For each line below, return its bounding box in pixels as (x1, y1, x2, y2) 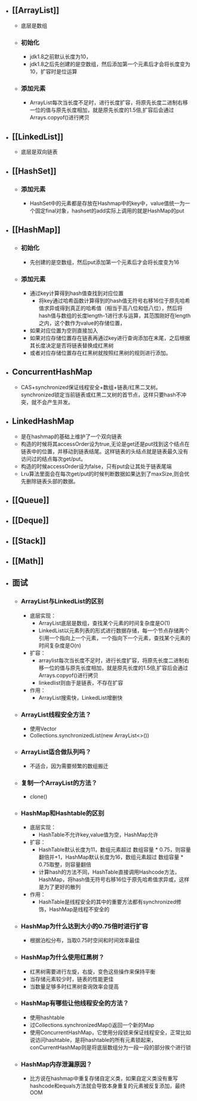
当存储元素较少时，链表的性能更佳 (29, 975, 114, 982)
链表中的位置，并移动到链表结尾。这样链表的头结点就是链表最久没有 (20, 448, 189, 455)
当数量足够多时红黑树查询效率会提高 (29, 983, 119, 990)
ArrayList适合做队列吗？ (20, 748, 91, 756)
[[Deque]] (11, 515, 49, 525)
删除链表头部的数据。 (26, 478, 79, 485)
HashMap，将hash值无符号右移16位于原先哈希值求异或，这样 (38, 875, 190, 883)
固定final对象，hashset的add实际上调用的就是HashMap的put (35, 207, 184, 214)
